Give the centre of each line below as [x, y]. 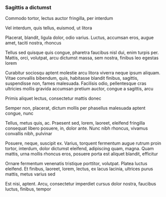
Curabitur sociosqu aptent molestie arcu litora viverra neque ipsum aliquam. [83, 73]
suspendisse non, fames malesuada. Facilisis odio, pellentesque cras [76, 83]
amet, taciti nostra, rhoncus [33, 43]
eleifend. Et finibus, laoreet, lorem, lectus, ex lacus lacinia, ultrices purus [79, 169]
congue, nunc [19, 113]
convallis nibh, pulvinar [29, 134]
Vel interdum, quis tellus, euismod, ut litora [49, 28]
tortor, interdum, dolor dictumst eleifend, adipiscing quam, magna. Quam [80, 149]
